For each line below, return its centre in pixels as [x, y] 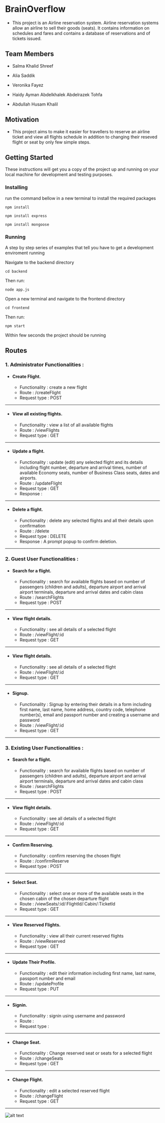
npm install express [26, 216]
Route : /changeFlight [41, 1096]
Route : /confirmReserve [44, 861]
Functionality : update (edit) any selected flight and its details [81, 462]
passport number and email [47, 978]
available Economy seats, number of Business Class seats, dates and [89, 473]
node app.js [17, 290]
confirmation [32, 526]
